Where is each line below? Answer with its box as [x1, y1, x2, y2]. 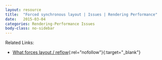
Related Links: [5, 39, 34, 45]
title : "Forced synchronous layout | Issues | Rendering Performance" [5, 12, 157, 17]
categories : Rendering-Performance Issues [5, 21, 95, 26]
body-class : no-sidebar [5, 26, 55, 31]
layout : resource [5, 7, 41, 12]
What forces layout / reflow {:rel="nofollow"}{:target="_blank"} [12, 49, 141, 55]
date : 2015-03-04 [5, 16, 46, 21]
